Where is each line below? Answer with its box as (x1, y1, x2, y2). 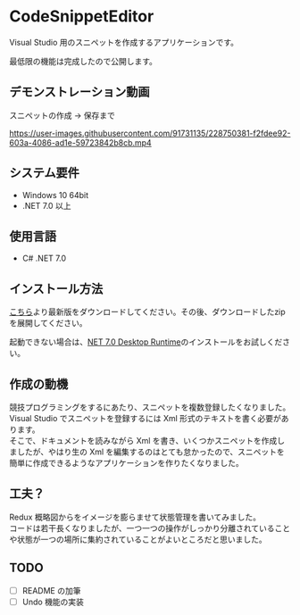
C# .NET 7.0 (21, 253, 67, 264)
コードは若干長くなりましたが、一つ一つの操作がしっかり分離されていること (9, 522, 291, 533)
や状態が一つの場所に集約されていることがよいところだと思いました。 (9, 534, 267, 544)
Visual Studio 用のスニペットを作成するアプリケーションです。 (9, 37, 239, 47)
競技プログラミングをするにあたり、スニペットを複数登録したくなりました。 (9, 402, 291, 412)
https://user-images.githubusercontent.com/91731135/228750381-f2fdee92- (9, 128, 291, 138)
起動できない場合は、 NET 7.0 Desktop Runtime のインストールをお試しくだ (9, 337, 283, 347)
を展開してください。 (9, 318, 87, 328)
